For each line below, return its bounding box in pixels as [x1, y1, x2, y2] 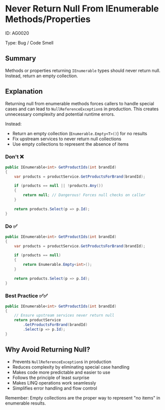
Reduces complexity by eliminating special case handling [12, 364, 130, 370]
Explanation [5, 87, 43, 96]
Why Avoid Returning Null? [5, 345, 90, 354]
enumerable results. [5, 400, 46, 406]
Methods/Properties [5, 13, 91, 25]
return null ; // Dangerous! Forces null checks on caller [23, 193, 146, 198]
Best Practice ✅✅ [5, 292, 48, 299]
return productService [14, 318, 61, 323]
